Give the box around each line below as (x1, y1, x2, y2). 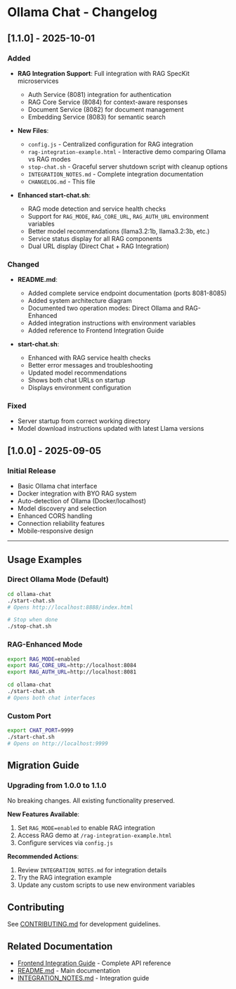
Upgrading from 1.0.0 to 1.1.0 (7, 781, 107, 790)
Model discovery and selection (17, 504, 107, 513)
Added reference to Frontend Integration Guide (27, 326, 164, 335)
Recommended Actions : (7, 852, 79, 861)
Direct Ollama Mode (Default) (7, 574, 109, 584)
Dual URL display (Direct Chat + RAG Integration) (27, 242, 170, 250)
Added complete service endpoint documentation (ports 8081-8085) (27, 289, 227, 297)
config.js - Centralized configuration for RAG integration (27, 140, 194, 148)
